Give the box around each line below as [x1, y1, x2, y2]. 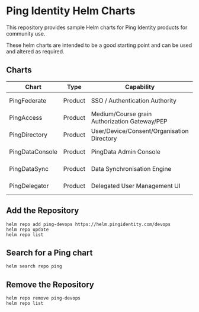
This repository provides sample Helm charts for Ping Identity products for [6, 24, 188, 31]
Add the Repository [6, 206, 79, 216]
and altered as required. [6, 47, 65, 55]
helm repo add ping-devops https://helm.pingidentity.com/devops [6, 221, 171, 227]
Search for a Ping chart [6, 247, 93, 257]
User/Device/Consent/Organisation [91, 126, 189, 135]
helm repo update [6, 227, 49, 233]
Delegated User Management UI [91, 182, 181, 190]
